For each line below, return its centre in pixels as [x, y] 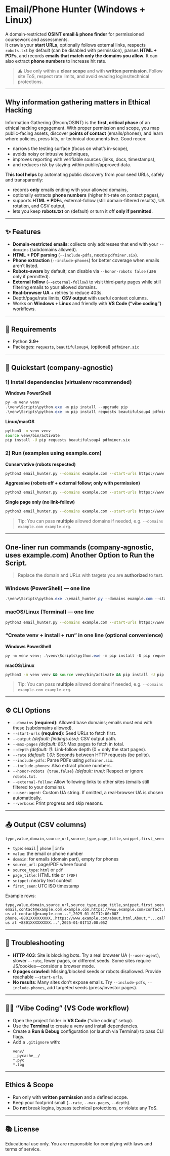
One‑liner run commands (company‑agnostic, [79, 547]
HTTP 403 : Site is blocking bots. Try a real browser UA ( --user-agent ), [86, 955]
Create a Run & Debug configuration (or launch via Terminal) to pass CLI [88, 1031]
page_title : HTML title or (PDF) [45, 875]
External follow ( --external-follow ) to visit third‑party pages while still [87, 282]
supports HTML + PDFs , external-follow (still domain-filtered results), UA [89, 200]
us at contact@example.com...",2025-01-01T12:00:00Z [62, 914]
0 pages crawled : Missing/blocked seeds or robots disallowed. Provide [87, 971]
